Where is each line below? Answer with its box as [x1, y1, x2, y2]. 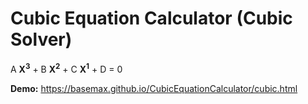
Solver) [10, 28, 73, 51]
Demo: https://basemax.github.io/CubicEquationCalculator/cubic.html [10, 82, 298, 94]
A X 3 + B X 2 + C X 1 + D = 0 [10, 61, 123, 75]
